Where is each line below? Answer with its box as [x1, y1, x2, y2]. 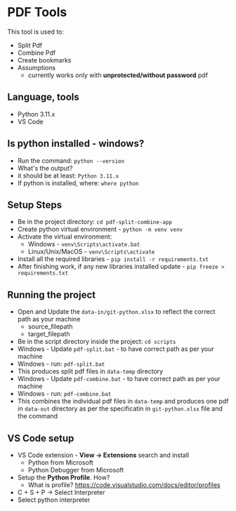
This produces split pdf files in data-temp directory [17, 367, 164, 376]
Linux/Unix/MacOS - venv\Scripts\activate [27, 247, 155, 256]
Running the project [7, 288, 96, 300]
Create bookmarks [17, 55, 72, 64]
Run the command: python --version [17, 156, 125, 165]
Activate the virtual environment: [17, 232, 112, 241]
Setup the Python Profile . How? [17, 473, 110, 482]
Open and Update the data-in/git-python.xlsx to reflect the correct [17, 307, 216, 316]
